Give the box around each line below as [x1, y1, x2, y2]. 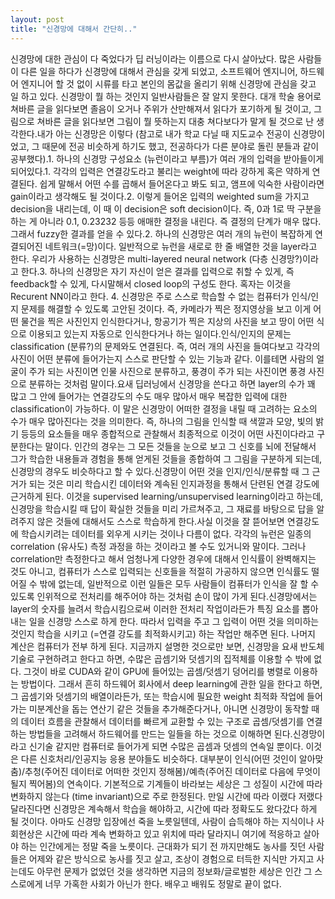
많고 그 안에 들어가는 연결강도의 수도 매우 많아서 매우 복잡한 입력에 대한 [10, 390, 288, 402]
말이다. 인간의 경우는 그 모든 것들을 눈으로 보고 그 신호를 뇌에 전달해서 [44, 440, 317, 452]
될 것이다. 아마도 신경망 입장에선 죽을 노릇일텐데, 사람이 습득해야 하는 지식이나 [10, 815, 315, 827]
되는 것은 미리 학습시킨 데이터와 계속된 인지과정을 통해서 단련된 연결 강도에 [28, 477, 320, 490]
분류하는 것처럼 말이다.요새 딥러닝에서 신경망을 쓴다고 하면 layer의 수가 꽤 [28, 377, 316, 390]
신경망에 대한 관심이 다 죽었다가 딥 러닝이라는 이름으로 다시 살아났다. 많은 [10, 52, 296, 65]
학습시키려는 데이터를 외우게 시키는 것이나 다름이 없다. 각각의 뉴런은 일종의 [20, 527, 312, 540]
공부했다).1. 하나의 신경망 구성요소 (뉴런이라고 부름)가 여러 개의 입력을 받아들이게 [10, 152, 325, 165]
